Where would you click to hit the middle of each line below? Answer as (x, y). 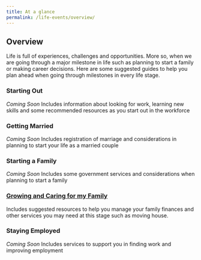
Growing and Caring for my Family (57, 196)
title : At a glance (31, 12)
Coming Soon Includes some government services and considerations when (100, 174)
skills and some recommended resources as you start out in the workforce (98, 110)
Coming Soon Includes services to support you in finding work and (89, 244)
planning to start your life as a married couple (62, 145)
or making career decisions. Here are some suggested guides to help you (97, 69)
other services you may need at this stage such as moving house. (88, 215)
